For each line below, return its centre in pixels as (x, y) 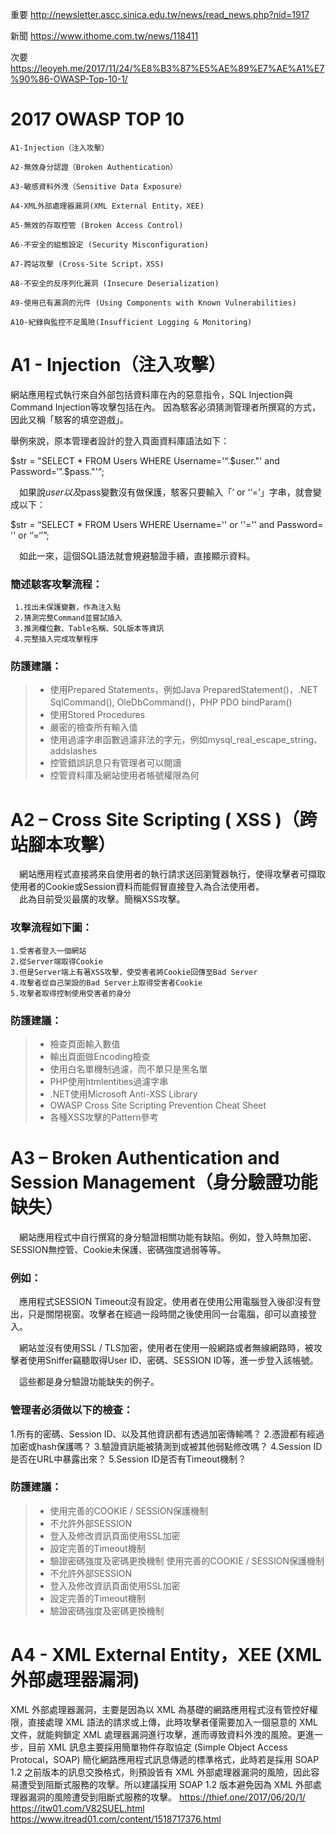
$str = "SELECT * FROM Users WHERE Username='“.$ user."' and (145, 460)
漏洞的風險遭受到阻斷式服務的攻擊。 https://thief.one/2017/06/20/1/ (166, 1797)
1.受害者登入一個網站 (48, 951)
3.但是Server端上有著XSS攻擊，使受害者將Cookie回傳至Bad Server (134, 972)
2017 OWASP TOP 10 (97, 119)
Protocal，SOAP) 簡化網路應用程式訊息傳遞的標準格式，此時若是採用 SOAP (165, 1759)
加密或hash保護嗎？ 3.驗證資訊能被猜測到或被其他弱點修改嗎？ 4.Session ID (166, 1446)
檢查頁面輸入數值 (85, 1044)
